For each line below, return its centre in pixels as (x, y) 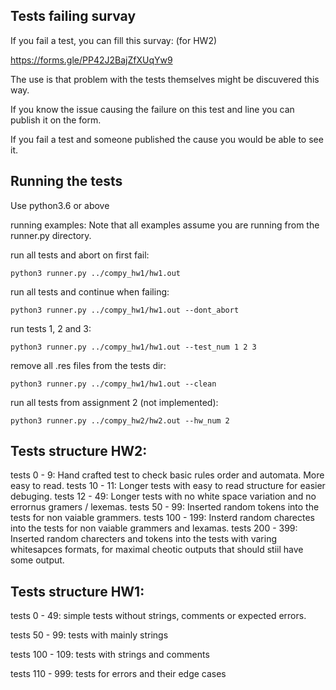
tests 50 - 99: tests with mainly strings (89, 635)
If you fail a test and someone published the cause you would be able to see (167, 139)
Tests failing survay (73, 16)
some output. (37, 560)
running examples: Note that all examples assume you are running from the (165, 225)
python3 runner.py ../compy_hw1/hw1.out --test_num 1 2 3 (133, 347)
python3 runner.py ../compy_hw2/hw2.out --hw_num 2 (120, 420)
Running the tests (66, 181)
